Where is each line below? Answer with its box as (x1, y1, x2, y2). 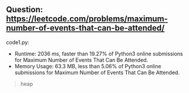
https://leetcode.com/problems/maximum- (6, 14, 168, 24)
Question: (6, 5, 43, 15)
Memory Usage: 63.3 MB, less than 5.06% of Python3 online (14, 62, 161, 69)
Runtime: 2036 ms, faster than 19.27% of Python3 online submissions (14, 50, 183, 57)
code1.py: (6, 38, 29, 46)
